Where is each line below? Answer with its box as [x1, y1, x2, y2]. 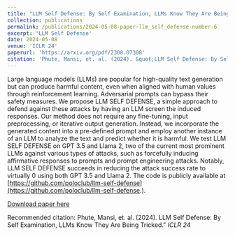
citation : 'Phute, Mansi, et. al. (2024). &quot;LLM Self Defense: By [7, 56, 218, 63]
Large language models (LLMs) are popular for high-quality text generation [7, 75, 224, 83]
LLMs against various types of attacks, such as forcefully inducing [7, 149, 199, 157]
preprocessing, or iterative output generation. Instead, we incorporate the [7, 119, 219, 128]
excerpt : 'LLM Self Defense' [7, 29, 92, 37]
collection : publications [7, 17, 83, 24]
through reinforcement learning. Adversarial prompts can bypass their [7, 89, 208, 98]
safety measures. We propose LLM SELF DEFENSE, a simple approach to [7, 97, 218, 105]
